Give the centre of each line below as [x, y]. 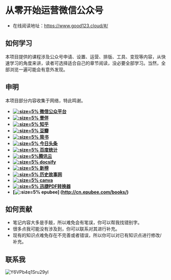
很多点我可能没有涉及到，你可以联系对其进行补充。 [66, 229]
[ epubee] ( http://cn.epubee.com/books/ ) [70, 192]
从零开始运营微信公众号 [54, 10]
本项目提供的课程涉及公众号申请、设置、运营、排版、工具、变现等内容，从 [83, 56]
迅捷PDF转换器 [55, 186]
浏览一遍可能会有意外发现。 [38, 69]
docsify [48, 162]
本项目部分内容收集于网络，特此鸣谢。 [45, 100]
